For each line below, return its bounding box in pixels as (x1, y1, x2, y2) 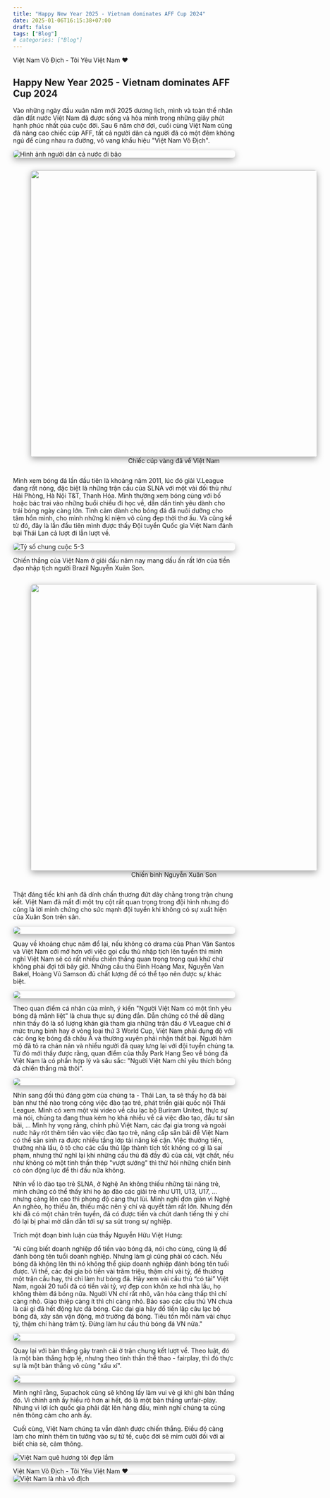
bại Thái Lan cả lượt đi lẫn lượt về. (13, 529, 111, 537)
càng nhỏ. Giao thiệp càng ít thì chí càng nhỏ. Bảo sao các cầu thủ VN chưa (13, 1297, 233, 1305)
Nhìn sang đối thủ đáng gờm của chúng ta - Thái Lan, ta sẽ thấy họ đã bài (13, 1091, 227, 1099)
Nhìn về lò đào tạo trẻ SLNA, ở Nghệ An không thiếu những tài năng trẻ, (13, 1180, 221, 1188)
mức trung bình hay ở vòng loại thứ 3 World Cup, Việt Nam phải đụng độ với (13, 1026, 233, 1035)
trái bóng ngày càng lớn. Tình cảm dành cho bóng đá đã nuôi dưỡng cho (13, 506, 223, 515)
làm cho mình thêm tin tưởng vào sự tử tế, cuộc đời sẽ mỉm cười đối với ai (13, 1432, 226, 1440)
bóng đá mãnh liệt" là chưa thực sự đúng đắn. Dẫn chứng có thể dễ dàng (13, 1011, 225, 1020)
